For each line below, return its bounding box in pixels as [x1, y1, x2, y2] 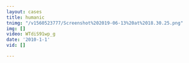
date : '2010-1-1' [6, 37, 50, 43]
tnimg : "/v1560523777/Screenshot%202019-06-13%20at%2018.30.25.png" [6, 20, 184, 26]
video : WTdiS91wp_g [6, 31, 56, 37]
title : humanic [6, 14, 45, 20]
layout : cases [6, 8, 43, 15]
